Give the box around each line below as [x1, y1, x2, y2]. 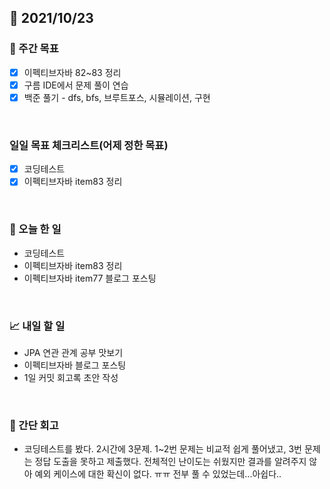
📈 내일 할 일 [9, 319, 66, 333]
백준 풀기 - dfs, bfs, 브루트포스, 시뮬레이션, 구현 [23, 91, 211, 103]
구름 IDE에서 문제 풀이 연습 [23, 79, 129, 91]
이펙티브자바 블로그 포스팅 [23, 359, 127, 371]
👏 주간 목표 [9, 42, 59, 56]
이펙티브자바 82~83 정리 [23, 66, 122, 78]
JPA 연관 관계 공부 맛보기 [23, 346, 124, 358]
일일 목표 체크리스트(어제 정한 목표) [9, 138, 169, 152]
